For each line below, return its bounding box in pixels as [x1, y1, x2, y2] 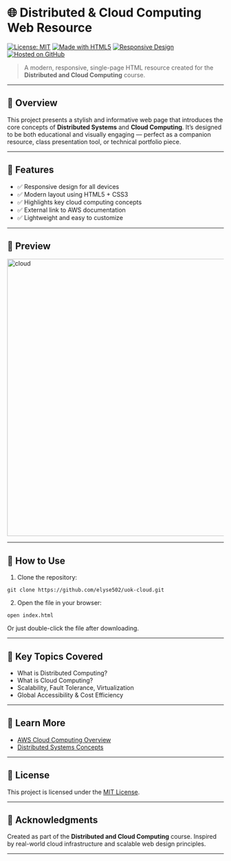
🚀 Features [7, 164, 54, 176]
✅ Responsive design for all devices [16, 182, 120, 190]
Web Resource [7, 20, 93, 36]
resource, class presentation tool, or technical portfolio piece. [7, 137, 181, 146]
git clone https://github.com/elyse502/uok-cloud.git [7, 586, 165, 594]
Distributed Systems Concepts [16, 743, 104, 751]
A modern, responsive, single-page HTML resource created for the [23, 63, 214, 72]
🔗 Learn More [7, 717, 66, 729]
